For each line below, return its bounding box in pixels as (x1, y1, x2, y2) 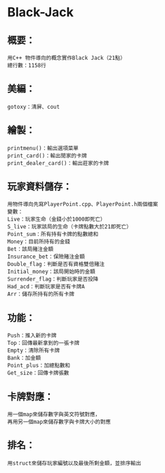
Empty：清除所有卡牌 (7, 347, 60, 355)
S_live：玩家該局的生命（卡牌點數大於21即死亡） (7, 223, 132, 231)
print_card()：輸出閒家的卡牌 (7, 152, 88, 159)
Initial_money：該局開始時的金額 (7, 269, 96, 276)
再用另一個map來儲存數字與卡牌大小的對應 (7, 419, 111, 426)
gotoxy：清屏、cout (7, 103, 60, 110)
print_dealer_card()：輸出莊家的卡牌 (7, 159, 110, 166)
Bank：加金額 (7, 355, 41, 362)
